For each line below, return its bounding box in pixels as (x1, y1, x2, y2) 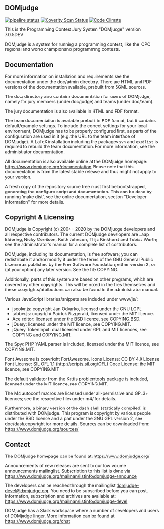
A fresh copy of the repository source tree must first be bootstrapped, (5, 183, 146, 189)
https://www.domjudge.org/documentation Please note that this (5, 164, 134, 169)
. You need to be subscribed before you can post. (48, 488, 148, 494)
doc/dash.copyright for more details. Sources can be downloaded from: (5, 421, 150, 427)
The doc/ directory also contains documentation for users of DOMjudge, (5, 93, 151, 99)
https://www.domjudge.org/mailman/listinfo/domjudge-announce (5, 473, 137, 479)
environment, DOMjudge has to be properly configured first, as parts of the (5, 128, 157, 134)
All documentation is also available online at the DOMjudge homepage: (5, 158, 148, 164)
